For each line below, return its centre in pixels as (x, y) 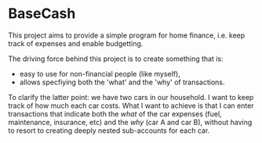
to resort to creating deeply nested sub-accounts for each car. (109, 130)
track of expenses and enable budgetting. (76, 43)
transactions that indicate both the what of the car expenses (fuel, (115, 113)
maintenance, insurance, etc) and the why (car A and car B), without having (130, 122)
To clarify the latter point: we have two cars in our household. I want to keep (131, 97)
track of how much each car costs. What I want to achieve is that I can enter (131, 105)
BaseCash (42, 14)
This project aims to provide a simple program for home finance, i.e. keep (127, 35)
